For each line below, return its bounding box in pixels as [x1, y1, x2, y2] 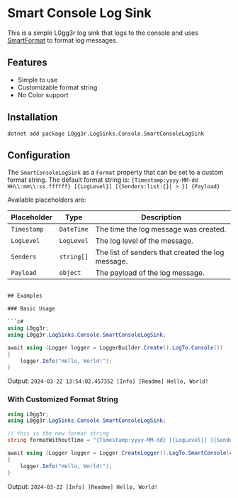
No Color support [17, 90, 69, 99]
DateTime [59, 225, 89, 234]
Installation [7, 112, 58, 124]
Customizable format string [17, 83, 98, 92]
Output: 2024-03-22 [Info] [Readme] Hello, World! [7, 482, 158, 491]
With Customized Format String [7, 394, 118, 404]
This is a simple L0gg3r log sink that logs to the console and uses [7, 28, 198, 37]
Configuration [7, 149, 71, 161]
